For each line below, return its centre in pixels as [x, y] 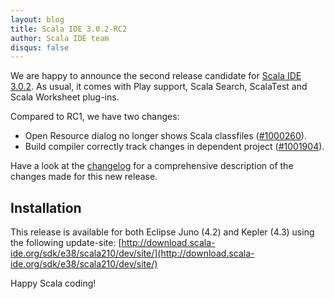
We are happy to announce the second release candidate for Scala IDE [156, 76]
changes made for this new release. [84, 177]
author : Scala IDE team [60, 38]
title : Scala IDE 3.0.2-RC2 [69, 29]
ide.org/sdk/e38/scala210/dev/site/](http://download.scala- [132, 253]
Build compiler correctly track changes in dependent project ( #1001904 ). [174, 147]
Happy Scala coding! [53, 283]
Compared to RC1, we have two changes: [95, 117]
